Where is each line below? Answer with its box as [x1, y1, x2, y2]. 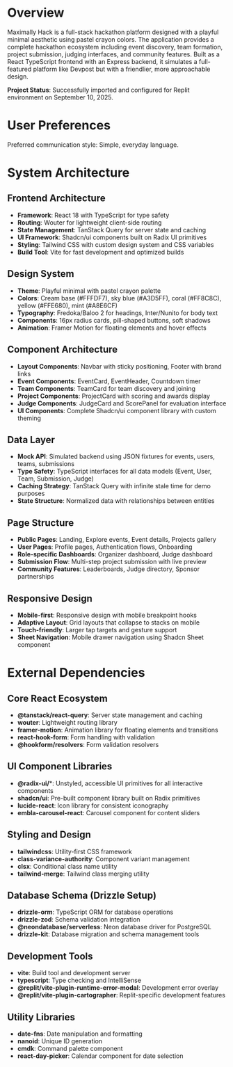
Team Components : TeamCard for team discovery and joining [17, 384, 196, 392]
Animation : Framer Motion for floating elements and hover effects [17, 323, 207, 332]
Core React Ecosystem [7, 692, 108, 704]
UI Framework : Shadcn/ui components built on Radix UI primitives [17, 233, 207, 241]
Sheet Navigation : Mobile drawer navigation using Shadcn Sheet [17, 633, 204, 641]
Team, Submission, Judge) [17, 474, 94, 483]
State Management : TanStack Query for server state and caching [17, 225, 207, 234]
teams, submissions [17, 460, 75, 468]
